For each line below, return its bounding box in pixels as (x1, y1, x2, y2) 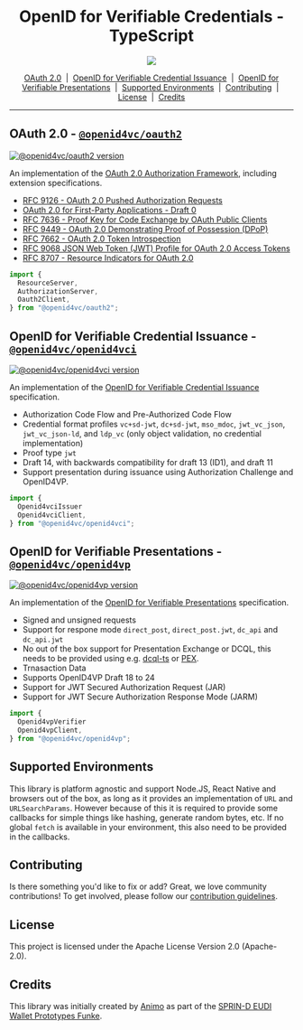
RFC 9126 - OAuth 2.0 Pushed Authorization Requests (22, 194, 224, 205)
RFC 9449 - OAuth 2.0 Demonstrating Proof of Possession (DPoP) (22, 223, 269, 234)
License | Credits (117, 91, 186, 102)
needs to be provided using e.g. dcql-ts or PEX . (22, 653, 199, 664)
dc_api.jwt (22, 635, 64, 645)
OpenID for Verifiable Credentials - (19, 6, 284, 27)
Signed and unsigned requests (22, 614, 137, 625)
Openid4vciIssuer (17, 501, 83, 511)
